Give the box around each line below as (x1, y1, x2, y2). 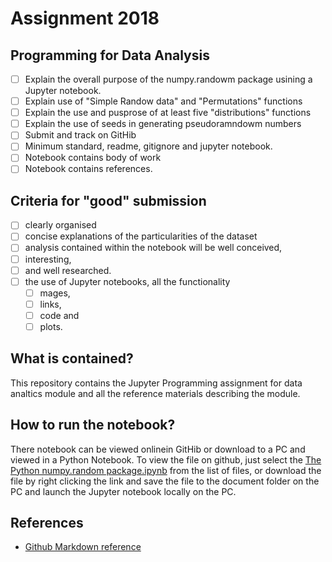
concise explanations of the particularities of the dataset (24, 230, 258, 242)
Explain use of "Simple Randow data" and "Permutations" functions (24, 95, 303, 107)
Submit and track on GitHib (24, 129, 137, 141)
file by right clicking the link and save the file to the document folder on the (10, 475, 320, 487)
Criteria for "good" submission (10, 192, 207, 209)
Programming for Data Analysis (10, 47, 210, 64)
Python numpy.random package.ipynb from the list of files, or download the (10, 464, 322, 476)
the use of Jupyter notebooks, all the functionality (24, 275, 231, 287)
